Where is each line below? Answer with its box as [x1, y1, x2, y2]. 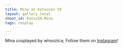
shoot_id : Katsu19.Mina [5, 16, 53, 21]
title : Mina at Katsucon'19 [5, 7, 62, 12]
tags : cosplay [5, 20, 34, 25]
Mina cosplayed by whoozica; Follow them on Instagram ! [5, 38, 119, 44]
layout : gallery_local [5, 12, 51, 16]
